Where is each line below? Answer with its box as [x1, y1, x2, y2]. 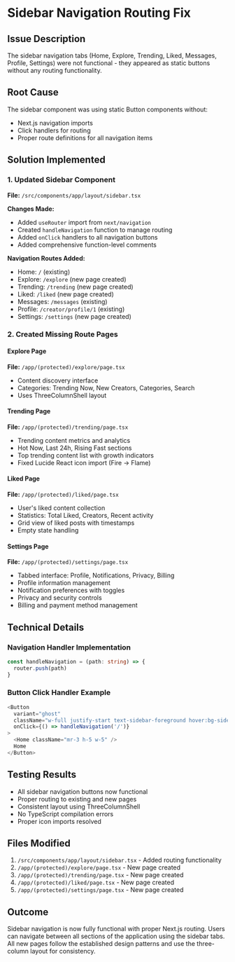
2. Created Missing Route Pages [7, 329, 118, 339]
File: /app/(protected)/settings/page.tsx [7, 558, 129, 566]
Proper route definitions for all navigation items [17, 133, 153, 142]
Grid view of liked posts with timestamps [17, 518, 135, 527]
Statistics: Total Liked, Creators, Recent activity [17, 511, 154, 520]
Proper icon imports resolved [17, 817, 101, 825]
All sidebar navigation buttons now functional [17, 787, 148, 796]
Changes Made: [7, 205, 55, 213]
